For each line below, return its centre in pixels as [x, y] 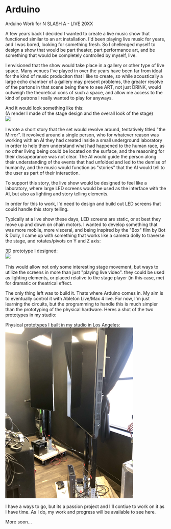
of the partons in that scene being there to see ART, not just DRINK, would [83, 87]
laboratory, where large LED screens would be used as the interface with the [86, 188]
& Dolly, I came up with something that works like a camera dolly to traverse [85, 235]
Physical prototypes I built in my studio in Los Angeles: [63, 324]
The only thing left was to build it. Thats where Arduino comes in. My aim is [84, 293]
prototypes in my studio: [31, 315]
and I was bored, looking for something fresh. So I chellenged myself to [80, 44]
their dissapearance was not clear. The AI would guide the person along [81, 156]
